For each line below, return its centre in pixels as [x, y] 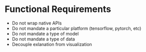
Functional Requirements [58, 9]
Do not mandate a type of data [43, 39]
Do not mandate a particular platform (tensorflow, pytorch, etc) [76, 28]
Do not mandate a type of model [45, 33]
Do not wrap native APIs [37, 23]
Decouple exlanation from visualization [52, 44]
